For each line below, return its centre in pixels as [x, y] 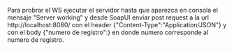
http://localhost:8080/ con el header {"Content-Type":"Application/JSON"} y [117, 25]
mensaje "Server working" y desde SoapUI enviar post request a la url [108, 17]
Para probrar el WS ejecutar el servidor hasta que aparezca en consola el [113, 10]
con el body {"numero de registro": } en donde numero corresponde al [108, 32]
